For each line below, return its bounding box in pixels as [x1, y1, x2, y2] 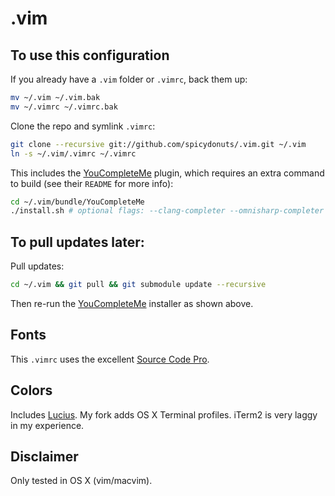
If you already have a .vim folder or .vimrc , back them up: [10, 73, 248, 85]
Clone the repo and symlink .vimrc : [10, 120, 156, 132]
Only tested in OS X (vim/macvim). [10, 475, 153, 487]
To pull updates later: [10, 233, 145, 251]
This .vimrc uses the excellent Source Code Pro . [10, 353, 210, 365]
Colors [10, 382, 53, 399]
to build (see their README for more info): [10, 177, 174, 189]
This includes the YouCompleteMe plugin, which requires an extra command [10, 167, 325, 179]
